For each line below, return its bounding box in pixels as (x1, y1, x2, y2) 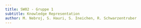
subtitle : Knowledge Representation (5, 11, 80, 16)
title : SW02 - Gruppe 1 (5, 7, 54, 12)
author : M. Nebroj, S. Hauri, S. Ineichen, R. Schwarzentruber (5, 16, 137, 20)
